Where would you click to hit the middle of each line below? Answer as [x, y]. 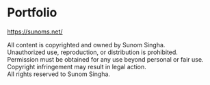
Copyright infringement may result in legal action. [77, 66]
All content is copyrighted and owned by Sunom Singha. [86, 45]
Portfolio [32, 13]
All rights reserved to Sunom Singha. [59, 74]
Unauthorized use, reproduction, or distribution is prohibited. [92, 52]
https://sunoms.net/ [35, 32]
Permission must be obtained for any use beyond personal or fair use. [105, 59]
